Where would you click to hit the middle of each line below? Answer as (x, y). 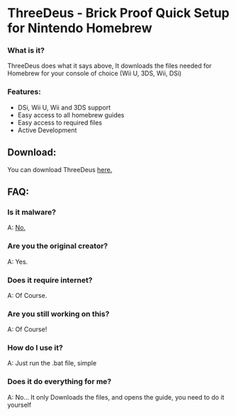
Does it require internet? (50, 280)
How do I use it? (35, 348)
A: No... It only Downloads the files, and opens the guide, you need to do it (116, 397)
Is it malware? (32, 212)
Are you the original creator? (58, 246)
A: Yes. (18, 262)
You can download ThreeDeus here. (60, 169)
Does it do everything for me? (60, 382)
